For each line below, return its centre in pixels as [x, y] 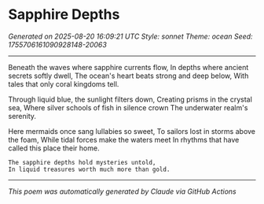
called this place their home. [54, 148]
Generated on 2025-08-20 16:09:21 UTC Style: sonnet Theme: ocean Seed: [130, 36]
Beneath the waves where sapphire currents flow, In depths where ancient [128, 67]
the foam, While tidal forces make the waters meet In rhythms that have [124, 139]
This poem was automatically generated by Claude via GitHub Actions [123, 191]
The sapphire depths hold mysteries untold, [82, 162]
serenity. [22, 116]
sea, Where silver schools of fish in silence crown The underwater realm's [128, 107]
